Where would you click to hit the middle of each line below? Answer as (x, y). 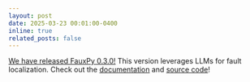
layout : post (30, 16)
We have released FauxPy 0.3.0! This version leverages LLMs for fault (125, 61)
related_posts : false (45, 38)
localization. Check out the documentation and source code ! (110, 70)
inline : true (30, 31)
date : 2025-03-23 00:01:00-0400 (63, 23)
